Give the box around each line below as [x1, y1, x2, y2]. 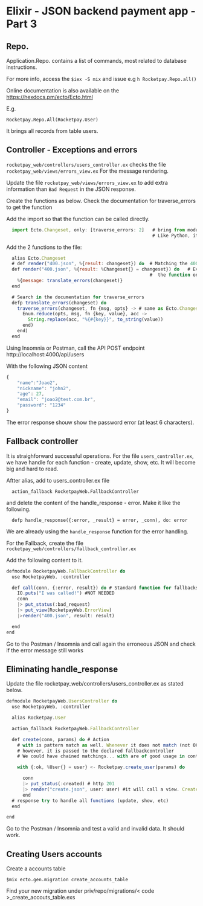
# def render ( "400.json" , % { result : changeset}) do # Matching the [11, 261, 188, 267]
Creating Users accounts [6, 849, 103, 859]
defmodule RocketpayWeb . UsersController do [6, 698, 118, 704]
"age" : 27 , [17, 391, 45, 397]
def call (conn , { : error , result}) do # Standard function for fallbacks [11, 585, 199, 591]
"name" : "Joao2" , [17, 379, 59, 386]
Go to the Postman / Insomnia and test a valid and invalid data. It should [6, 825, 185, 832]
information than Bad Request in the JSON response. [6, 185, 136, 193]
